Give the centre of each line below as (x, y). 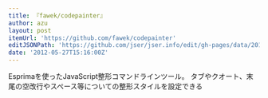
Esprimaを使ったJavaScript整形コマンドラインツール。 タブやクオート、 (128, 76)
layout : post (30, 30)
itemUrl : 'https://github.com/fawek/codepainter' (93, 38)
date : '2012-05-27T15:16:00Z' (59, 53)
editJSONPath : (32, 45)
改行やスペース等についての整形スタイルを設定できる (116, 86)
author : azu (28, 23)
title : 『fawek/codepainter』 (57, 16)
